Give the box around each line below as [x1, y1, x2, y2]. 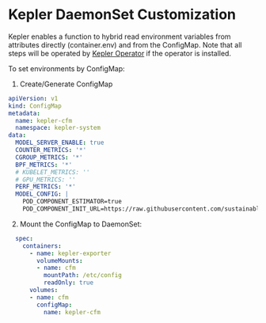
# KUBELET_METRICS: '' [15, 168, 90, 176]
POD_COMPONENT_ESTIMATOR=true [22, 198, 123, 206]
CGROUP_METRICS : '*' [15, 153, 83, 161]
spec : [15, 234, 34, 242]
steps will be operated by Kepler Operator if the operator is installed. [8, 48, 232, 58]
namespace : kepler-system [15, 124, 101, 132]
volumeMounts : [36, 256, 83, 264]
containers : [22, 241, 62, 250]
